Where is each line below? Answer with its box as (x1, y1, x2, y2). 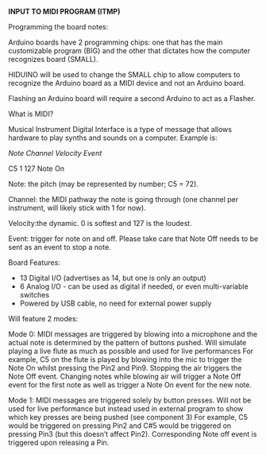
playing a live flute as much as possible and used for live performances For (8, 346, 254, 356)
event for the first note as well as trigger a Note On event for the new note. (8, 380, 252, 389)
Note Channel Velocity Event (8, 149, 102, 157)
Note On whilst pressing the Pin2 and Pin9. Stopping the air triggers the (8, 364, 242, 372)
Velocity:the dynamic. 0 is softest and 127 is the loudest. (8, 219, 192, 227)
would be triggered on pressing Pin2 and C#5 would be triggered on (8, 421, 232, 430)
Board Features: (8, 258, 61, 267)
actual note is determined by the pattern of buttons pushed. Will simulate (8, 338, 247, 347)
